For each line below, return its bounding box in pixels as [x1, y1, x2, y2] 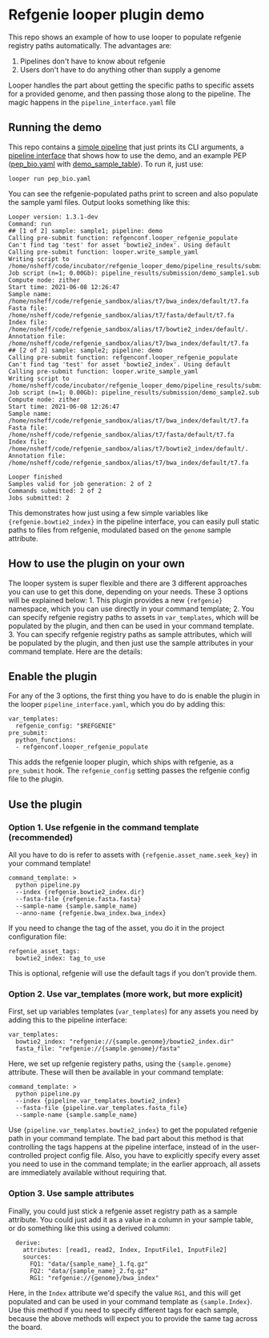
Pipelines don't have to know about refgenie [19, 56, 166, 66]
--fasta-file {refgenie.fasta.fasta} [15, 895, 142, 904]
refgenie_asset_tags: [8, 948, 81, 956]
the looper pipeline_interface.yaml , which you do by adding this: [8, 700, 226, 709]
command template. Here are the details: [8, 647, 143, 656]
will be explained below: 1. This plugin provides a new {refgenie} [8, 595, 223, 605]
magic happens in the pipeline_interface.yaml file [8, 97, 176, 107]
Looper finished [8, 472, 62, 481]
